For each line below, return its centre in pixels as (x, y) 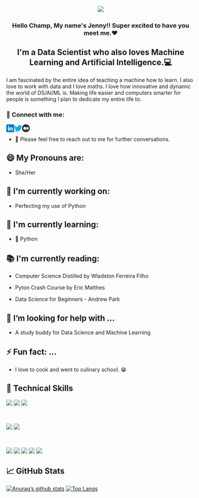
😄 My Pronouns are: (45, 158)
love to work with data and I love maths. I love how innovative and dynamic (99, 86)
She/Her (25, 172)
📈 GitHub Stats (35, 471)
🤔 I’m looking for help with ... (61, 318)
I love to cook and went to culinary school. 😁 (71, 369)
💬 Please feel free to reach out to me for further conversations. (92, 139)
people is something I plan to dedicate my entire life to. (74, 99)
